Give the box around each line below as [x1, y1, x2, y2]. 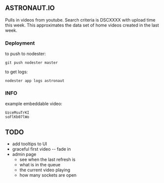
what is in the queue [19, 162, 61, 168]
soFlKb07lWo [5, 115, 29, 120]
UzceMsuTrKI [5, 110, 29, 115]
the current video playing [19, 167, 70, 173]
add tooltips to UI [12, 141, 47, 147]
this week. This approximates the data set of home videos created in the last [5, 22, 159, 28]
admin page [12, 152, 37, 157]
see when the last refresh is [19, 157, 76, 162]
